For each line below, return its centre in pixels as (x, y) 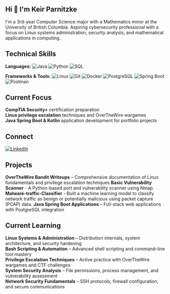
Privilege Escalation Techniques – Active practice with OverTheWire (78, 259)
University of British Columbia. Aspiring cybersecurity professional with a (82, 27)
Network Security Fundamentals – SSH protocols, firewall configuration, (82, 281)
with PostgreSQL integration (35, 210)
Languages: (18, 66)
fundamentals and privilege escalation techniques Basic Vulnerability (79, 183)
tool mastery (19, 254)
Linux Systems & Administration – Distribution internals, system (73, 238)
